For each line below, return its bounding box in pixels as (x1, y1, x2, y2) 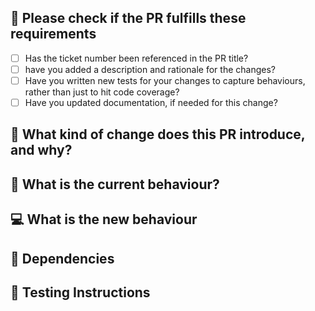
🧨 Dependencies (10, 250, 115, 267)
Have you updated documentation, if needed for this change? (24, 97, 278, 108)
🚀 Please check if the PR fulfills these (10, 10, 247, 27)
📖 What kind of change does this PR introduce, (10, 126, 306, 143)
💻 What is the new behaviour (10, 211, 198, 228)
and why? (10, 142, 73, 159)
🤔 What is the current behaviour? (10, 176, 220, 193)
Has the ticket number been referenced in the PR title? (24, 52, 249, 64)
